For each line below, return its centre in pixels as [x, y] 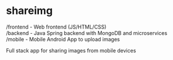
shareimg [29, 11]
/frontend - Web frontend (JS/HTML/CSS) [56, 27]
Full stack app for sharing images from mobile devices [71, 50]
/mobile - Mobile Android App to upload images [63, 39]
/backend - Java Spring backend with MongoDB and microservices [87, 33]
